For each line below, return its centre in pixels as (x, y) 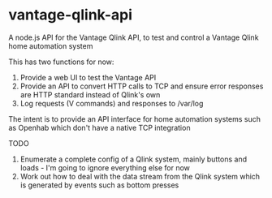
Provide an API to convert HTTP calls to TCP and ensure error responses (142, 86)
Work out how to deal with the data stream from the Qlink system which (140, 176)
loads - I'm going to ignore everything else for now (105, 167)
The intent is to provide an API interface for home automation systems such (135, 118)
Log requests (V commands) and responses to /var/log (112, 103)
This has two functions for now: (61, 62)
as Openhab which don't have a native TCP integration (99, 127)
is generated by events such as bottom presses (99, 185)
